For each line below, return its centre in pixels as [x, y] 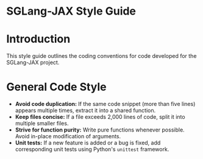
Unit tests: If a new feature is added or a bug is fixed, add [88, 143]
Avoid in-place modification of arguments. [68, 136]
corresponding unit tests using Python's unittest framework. [92, 149]
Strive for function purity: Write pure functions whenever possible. [100, 130]
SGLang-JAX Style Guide [71, 11]
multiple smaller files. [42, 124]
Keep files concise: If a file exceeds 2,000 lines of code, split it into [100, 117]
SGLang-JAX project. [33, 63]
